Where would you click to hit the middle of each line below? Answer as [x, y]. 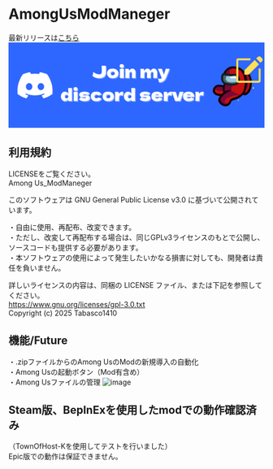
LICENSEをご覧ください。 [52, 174]
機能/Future [38, 341]
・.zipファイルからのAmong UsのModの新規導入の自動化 [104, 362]
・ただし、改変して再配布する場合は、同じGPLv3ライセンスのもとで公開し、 [136, 237]
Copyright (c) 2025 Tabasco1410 [63, 313]
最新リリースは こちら [44, 37]
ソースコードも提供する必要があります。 [76, 247]
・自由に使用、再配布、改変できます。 [72, 227]
